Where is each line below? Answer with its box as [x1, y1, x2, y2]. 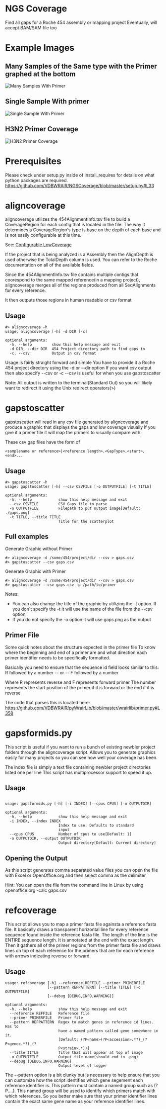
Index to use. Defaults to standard [58, 823, 134, 828]
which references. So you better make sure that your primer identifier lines [5, 1093, 158, 1099]
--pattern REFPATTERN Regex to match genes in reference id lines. [9, 1019, 154, 1024]
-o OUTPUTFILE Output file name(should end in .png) [9, 1054, 139, 1059]
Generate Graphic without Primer [5, 546, 73, 552]
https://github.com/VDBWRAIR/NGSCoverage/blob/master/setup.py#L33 [5, 183, 155, 188]
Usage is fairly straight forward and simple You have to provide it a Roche [5, 360, 155, 366]
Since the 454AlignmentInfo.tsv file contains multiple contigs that [5, 272, 139, 277]
